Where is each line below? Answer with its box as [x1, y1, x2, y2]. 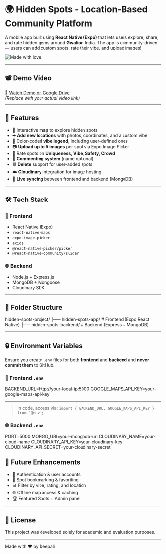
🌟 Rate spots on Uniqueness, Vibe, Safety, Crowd [12, 151, 115, 156]
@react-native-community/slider [12, 251, 79, 256]
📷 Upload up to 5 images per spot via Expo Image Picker [12, 143, 129, 149]
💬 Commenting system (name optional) [12, 155, 94, 161]
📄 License [5, 516, 36, 524]
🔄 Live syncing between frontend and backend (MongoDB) [12, 176, 133, 182]
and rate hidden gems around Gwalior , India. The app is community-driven [5, 39, 158, 45]
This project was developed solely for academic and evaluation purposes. [5, 529, 156, 535]
